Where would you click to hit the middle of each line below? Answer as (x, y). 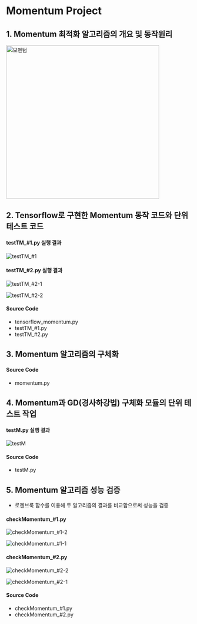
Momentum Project (54, 11)
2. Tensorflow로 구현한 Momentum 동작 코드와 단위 (97, 215)
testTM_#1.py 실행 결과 (34, 242)
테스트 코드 (25, 227)
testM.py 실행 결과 (28, 430)
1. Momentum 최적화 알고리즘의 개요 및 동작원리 (89, 34)
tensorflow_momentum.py (46, 322)
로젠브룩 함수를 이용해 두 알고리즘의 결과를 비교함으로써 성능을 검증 (91, 506)
